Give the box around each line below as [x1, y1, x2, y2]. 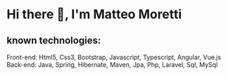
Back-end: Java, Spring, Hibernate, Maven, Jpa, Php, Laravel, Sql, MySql [6, 61, 218, 69]
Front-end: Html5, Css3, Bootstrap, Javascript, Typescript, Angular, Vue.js [6, 53, 222, 61]
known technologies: [6, 34, 101, 46]
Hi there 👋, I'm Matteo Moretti [6, 6, 182, 23]
